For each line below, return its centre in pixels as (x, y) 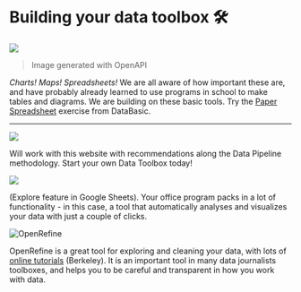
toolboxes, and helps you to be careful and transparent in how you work (142, 270)
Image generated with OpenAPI (89, 64)
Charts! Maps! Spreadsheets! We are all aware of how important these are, (147, 82)
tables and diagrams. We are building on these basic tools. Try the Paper (143, 101)
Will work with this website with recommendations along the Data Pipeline (146, 153)
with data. (28, 279)
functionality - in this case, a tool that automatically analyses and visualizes (148, 206)
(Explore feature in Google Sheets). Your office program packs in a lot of (142, 197)
